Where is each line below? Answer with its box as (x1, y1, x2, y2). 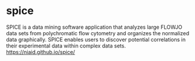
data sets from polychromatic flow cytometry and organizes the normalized (6, 29, 190, 36)
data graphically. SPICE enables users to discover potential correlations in (6, 36, 186, 43)
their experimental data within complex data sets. (6, 42, 126, 49)
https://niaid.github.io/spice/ (6, 48, 76, 55)
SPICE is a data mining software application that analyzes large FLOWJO (6, 23, 183, 30)
